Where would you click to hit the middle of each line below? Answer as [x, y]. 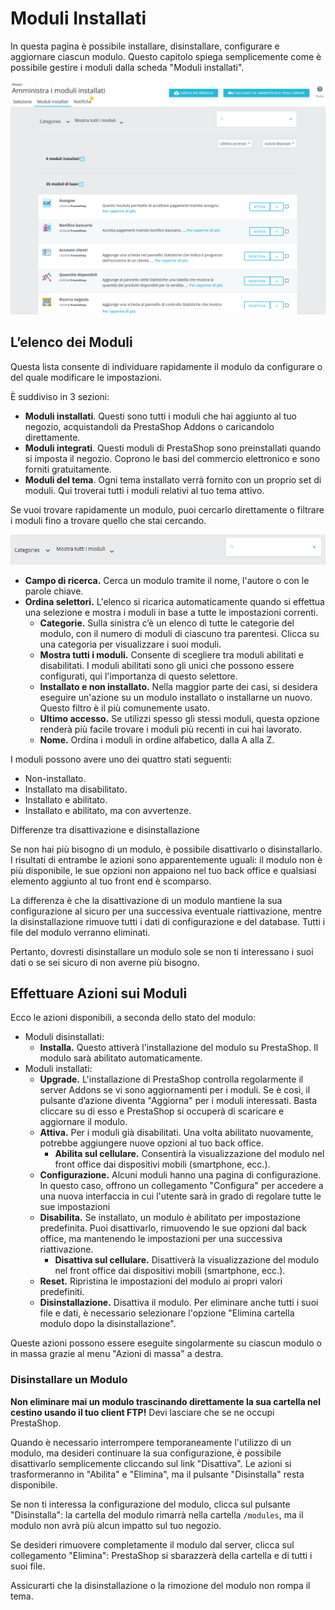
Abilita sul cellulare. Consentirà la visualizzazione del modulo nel [189, 1154]
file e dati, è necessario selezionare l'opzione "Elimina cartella [167, 1313]
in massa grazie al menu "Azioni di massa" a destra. [117, 1354]
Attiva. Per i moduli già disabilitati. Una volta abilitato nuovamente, [176, 1133]
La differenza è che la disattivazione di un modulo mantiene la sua [146, 900]
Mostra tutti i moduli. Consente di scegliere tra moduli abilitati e [171, 654]
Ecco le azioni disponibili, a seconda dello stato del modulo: [133, 1018]
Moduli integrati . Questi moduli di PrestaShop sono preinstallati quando [173, 448]
